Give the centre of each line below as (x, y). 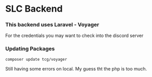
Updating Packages (30, 49)
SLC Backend (34, 9)
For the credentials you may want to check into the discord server (74, 35)
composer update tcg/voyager (36, 59)
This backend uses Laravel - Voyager (52, 25)
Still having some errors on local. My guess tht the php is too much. (76, 68)
